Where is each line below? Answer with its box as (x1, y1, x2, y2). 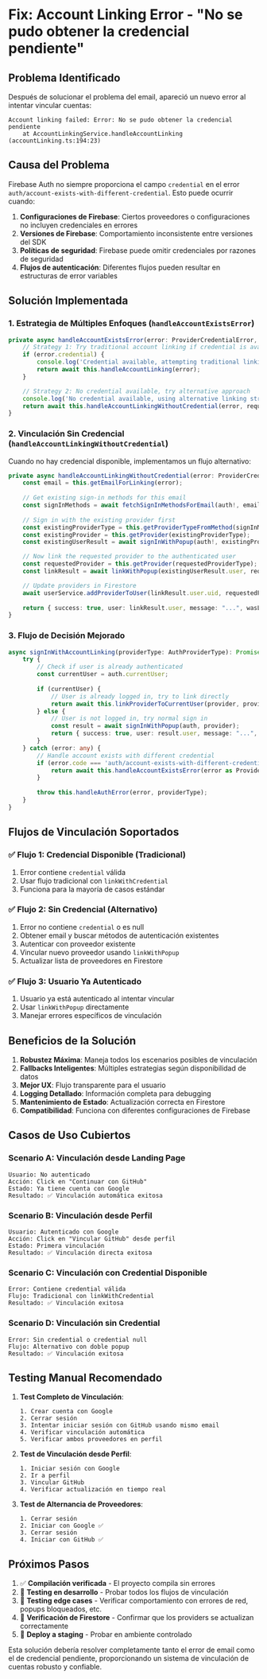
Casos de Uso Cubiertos (8, 1129, 131, 1142)
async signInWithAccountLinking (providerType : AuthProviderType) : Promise (8, 648, 261, 656)
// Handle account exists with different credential (37, 752, 215, 760)
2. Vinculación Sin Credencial (8, 428, 125, 439)
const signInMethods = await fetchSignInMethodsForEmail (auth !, (22, 501, 240, 510)
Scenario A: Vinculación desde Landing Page (8, 1152, 186, 1164)
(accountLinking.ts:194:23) (8, 137, 102, 145)
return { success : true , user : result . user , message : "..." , (50, 729, 258, 737)
